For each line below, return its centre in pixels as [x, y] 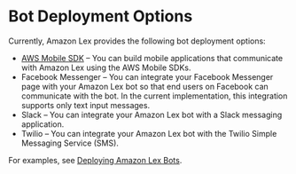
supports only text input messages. [86, 105]
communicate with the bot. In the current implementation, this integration [154, 96]
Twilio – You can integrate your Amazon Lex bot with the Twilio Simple [149, 133]
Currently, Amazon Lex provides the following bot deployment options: [137, 41]
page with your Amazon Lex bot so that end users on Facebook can [145, 86]
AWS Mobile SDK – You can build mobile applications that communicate [152, 58]
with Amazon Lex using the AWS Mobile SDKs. [106, 67]
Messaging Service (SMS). [70, 143]
